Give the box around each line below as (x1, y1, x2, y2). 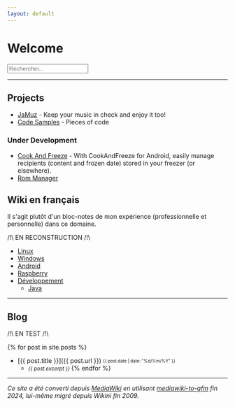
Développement (17, 277, 64, 285)
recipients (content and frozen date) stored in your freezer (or (17, 159, 196, 167)
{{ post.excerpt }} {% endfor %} (27, 364, 112, 373)
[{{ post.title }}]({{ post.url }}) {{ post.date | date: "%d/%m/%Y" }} (17, 357, 176, 365)
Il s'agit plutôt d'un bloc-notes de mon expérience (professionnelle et (7, 213, 207, 221)
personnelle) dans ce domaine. (7, 220, 97, 228)
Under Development (7, 136, 77, 145)
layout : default (7, 10, 55, 17)
